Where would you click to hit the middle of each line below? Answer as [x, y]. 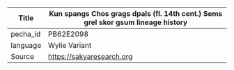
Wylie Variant [70, 45]
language [26, 45]
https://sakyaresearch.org [90, 56]
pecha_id [26, 34]
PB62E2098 [68, 34]
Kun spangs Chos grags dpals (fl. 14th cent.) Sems [136, 14]
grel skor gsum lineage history [136, 22]
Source [23, 56]
